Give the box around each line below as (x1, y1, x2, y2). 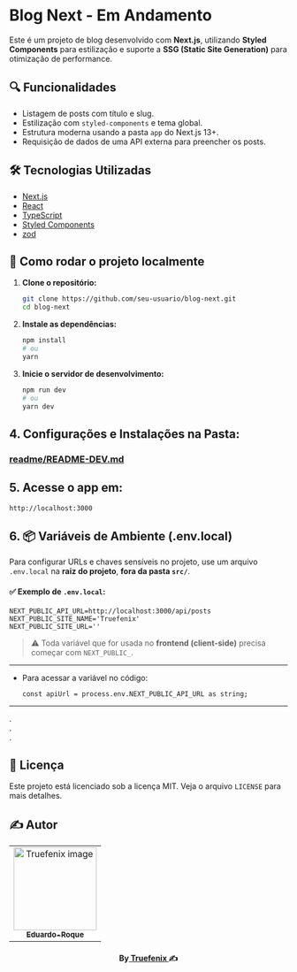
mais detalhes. (9, 791, 63, 801)
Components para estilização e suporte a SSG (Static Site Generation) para (9, 43, 287, 54)
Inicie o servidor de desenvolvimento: (21, 368, 164, 379)
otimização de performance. (9, 53, 113, 64)
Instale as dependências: (21, 319, 117, 330)
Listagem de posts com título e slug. (21, 108, 155, 119)
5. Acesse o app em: (9, 480, 124, 495)
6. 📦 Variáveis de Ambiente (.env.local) (9, 528, 232, 544)
